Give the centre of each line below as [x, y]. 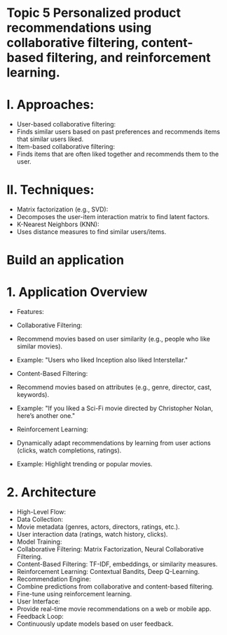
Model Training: [39, 542]
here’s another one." [46, 416]
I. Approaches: [50, 105]
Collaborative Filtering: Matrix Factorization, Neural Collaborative [110, 549]
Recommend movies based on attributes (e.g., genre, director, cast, [114, 387]
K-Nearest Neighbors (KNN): [58, 224]
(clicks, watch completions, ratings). [69, 450]
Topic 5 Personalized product [94, 13]
